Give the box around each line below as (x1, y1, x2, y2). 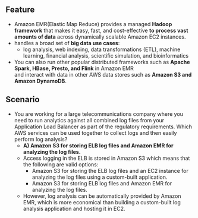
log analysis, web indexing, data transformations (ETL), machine (23, 46, 181, 53)
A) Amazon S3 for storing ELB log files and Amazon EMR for (23, 142, 174, 149)
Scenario (5, 94, 40, 105)
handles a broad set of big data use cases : (14, 39, 120, 46)
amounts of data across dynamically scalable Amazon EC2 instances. (14, 33, 186, 40)
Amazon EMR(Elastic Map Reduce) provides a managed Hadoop (14, 20, 172, 27)
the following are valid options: (23, 160, 99, 168)
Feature (5, 5, 35, 15)
